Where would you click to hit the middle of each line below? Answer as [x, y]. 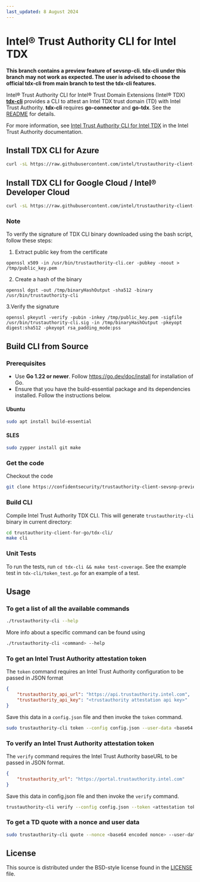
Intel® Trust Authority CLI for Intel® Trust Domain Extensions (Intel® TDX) [96, 95]
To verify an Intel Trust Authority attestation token [80, 743]
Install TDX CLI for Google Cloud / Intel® [81, 183]
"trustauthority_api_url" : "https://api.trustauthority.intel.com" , [104, 694]
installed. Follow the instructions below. [63, 395]
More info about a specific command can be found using [76, 632]
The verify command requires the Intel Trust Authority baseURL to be [92, 756]
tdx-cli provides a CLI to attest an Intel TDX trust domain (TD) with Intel [93, 101]
